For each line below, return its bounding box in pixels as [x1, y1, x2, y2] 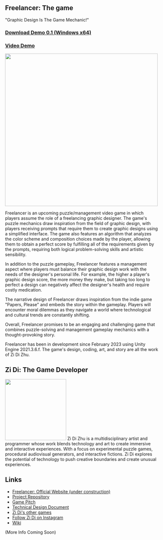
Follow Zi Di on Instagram [12, 515, 63, 520]
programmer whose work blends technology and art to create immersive [5, 440, 151, 446]
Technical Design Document [12, 504, 69, 510]
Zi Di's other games [12, 509, 52, 515]
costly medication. [5, 287, 42, 293]
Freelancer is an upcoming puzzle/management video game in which [5, 210, 144, 216]
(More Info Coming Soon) [5, 529, 56, 535]
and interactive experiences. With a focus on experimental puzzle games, [5, 446, 153, 452]
